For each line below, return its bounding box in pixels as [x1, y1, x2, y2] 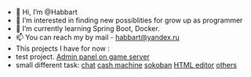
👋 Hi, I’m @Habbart [15, 8, 78, 16]
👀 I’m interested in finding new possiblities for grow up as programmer [15, 16, 243, 25]
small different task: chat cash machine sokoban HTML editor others [15, 61, 238, 69]
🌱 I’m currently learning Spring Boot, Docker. [15, 24, 160, 33]
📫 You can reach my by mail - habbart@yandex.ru [15, 33, 180, 42]
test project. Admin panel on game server [15, 52, 151, 61]
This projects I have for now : [15, 44, 110, 53]
